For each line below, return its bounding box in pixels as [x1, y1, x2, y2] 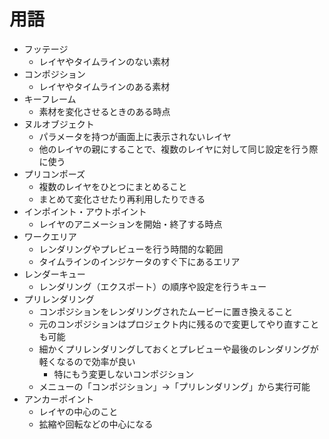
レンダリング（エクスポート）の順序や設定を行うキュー [38, 280, 267, 292]
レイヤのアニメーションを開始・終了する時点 [38, 218, 223, 230]
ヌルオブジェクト [23, 118, 95, 130]
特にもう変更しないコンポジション [53, 368, 194, 380]
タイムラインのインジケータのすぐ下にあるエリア [38, 255, 241, 267]
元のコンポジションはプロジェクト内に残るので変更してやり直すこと [38, 318, 320, 330]
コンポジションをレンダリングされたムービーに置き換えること [38, 305, 294, 317]
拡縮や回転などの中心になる [38, 418, 154, 430]
